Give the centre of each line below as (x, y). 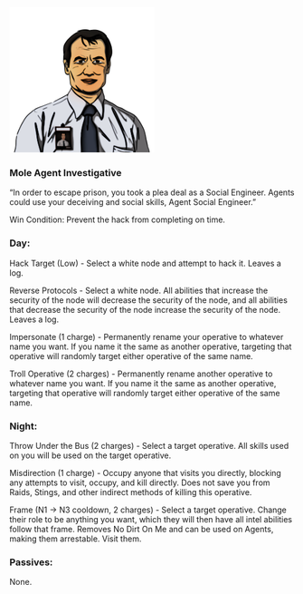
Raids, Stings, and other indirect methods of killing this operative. (131, 492)
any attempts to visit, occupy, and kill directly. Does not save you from (140, 482)
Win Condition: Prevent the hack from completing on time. (118, 219)
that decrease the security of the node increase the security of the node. (145, 309)
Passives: (31, 562)
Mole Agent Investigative (66, 172)
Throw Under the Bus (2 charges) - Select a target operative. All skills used (149, 445)
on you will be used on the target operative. (90, 455)
